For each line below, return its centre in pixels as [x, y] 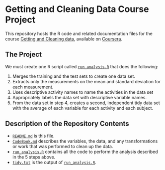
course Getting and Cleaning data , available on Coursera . [64, 39]
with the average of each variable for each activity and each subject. [82, 108]
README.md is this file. [33, 136]
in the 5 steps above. [34, 157]
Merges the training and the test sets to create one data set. [74, 76]
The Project [24, 55]
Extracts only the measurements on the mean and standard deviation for [86, 81]
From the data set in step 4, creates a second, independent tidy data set [86, 103]
